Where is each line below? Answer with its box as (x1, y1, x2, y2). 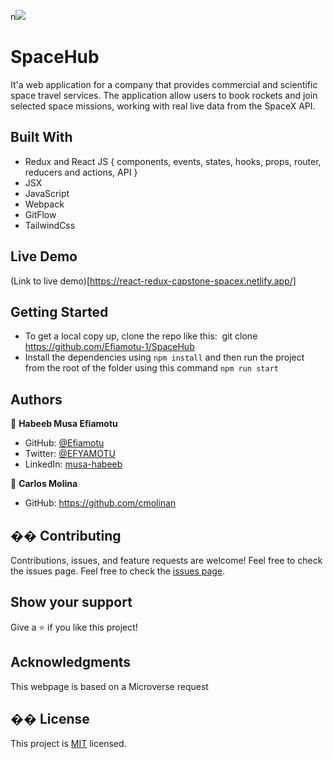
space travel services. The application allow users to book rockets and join (10, 89, 318, 101)
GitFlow (24, 208, 57, 220)
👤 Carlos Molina (10, 478, 78, 490)
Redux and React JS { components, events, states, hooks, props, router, (24, 155, 322, 167)
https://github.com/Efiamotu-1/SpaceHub (24, 341, 195, 353)
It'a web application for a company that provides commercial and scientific (10, 78, 318, 90)
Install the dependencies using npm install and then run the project (24, 351, 305, 364)
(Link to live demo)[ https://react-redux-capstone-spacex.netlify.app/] (10, 275, 297, 287)
